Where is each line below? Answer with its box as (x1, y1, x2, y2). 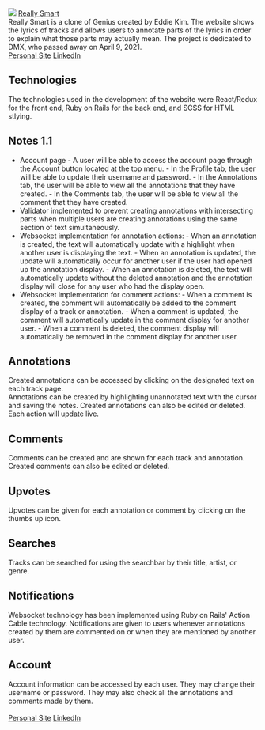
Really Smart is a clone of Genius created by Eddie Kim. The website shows (8, 17, 255, 26)
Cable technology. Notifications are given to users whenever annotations (8, 618, 246, 628)
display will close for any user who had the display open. (19, 281, 205, 291)
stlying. (8, 111, 32, 121)
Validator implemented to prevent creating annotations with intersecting (19, 206, 254, 215)
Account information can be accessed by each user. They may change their (8, 679, 256, 689)
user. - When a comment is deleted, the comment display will (19, 323, 219, 333)
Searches (8, 537, 57, 550)
